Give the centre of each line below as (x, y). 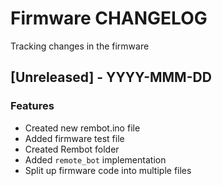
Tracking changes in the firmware (80, 46)
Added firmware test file (74, 138)
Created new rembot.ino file (82, 128)
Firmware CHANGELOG (109, 18)
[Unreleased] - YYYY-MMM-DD (111, 77)
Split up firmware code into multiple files (108, 170)
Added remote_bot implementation (95, 159)
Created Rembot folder (72, 149)
